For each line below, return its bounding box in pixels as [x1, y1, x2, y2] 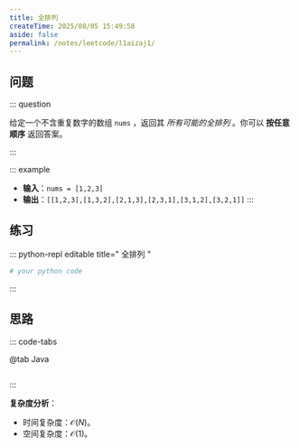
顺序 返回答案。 [9, 128, 68, 140]
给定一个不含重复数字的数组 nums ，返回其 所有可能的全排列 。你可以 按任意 [9, 117, 291, 128]
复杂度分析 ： [9, 397, 57, 408]
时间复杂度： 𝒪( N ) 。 [22, 416, 96, 427]
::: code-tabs [9, 336, 58, 347]
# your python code [9, 266, 83, 275]
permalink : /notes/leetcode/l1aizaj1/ [9, 38, 155, 48]
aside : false [9, 30, 59, 39]
